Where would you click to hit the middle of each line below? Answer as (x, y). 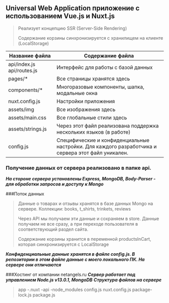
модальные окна (77, 93)
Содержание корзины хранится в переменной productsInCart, (84, 239)
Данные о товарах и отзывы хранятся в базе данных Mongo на (86, 204)
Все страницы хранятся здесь (93, 78)
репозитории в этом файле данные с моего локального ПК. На (75, 260)
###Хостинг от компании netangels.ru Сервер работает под (71, 275)
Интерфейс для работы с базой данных (105, 67)
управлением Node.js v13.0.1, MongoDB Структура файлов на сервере (84, 280)
